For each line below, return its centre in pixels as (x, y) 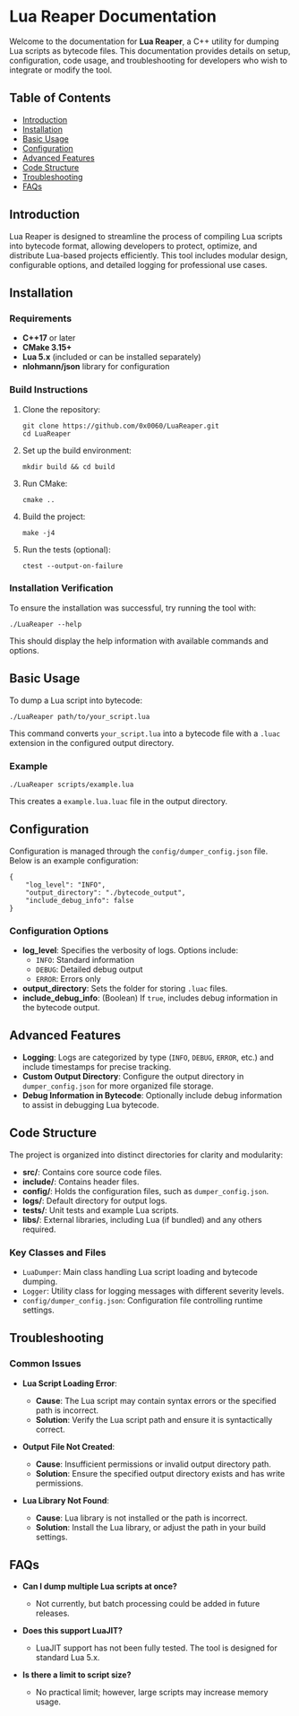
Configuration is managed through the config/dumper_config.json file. (139, 851)
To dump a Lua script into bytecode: (76, 700)
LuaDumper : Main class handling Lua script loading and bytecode (140, 1271)
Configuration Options (59, 931)
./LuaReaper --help (46, 624)
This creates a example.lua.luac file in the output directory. (119, 801)
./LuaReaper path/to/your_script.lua (80, 716)
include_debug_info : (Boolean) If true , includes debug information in (150, 998)
